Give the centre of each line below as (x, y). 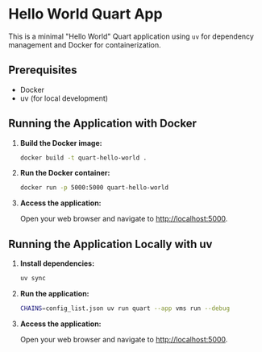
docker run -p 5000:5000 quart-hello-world (94, 188)
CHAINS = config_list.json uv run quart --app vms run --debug (125, 309)
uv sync (33, 279)
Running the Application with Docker (103, 124)
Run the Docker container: (65, 173)
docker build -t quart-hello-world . (83, 158)
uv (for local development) (64, 98)
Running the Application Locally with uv (110, 244)
